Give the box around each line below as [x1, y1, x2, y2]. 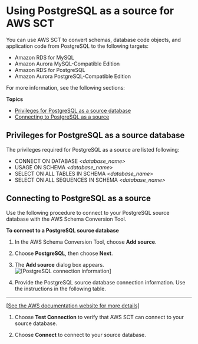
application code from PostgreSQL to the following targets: [6, 42, 149, 50]
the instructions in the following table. [14, 285, 106, 292]
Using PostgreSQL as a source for [6, 4, 174, 18]
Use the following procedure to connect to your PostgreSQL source [6, 209, 170, 216]
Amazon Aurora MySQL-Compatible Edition [14, 60, 120, 67]
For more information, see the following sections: [6, 84, 126, 91]
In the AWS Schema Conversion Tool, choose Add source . [14, 238, 157, 245]
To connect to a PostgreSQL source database [6, 227, 119, 234]
